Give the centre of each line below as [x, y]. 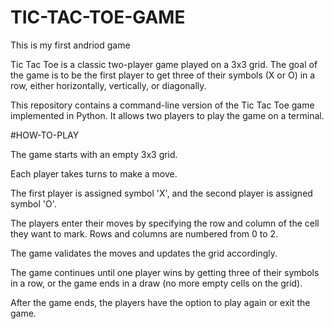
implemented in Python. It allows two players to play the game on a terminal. [167, 115]
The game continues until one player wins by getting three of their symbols [165, 272]
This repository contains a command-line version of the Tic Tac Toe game [162, 105]
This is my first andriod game [70, 45]
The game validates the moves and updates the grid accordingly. [144, 253]
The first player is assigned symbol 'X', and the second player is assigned [161, 193]
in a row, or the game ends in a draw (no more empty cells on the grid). [156, 283]
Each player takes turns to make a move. [94, 173]
